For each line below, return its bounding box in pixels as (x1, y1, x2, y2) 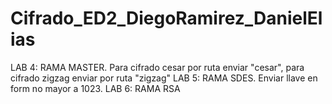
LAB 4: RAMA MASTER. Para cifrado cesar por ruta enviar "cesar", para (10, 61, 305, 73)
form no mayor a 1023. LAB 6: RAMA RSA (10, 82, 181, 94)
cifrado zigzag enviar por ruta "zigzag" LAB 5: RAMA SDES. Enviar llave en (10, 72, 318, 84)
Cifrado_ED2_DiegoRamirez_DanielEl (10, 7, 323, 30)
